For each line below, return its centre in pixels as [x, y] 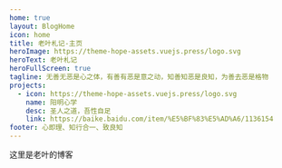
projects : [28, 85]
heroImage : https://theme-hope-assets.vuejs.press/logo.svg [126, 52]
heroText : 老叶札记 [44, 60]
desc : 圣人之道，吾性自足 [68, 111]
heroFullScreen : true [50, 69]
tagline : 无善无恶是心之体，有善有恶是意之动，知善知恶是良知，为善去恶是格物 [139, 77]
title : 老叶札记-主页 [46, 43]
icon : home [30, 35]
